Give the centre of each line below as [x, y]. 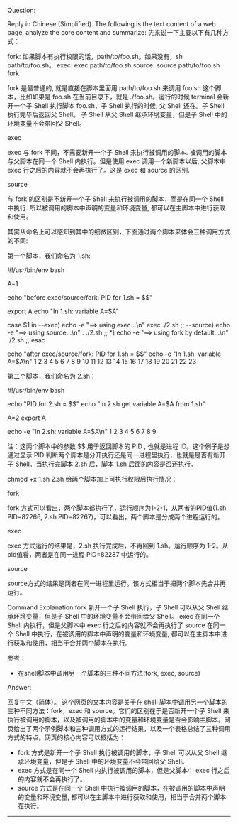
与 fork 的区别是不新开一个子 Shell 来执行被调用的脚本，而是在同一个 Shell [116, 199]
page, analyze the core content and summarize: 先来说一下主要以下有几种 [115, 32]
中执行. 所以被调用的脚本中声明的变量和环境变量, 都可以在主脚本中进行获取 [116, 208]
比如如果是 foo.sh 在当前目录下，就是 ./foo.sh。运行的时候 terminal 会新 [124, 97]
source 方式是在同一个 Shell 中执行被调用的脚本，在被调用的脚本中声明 [121, 788]
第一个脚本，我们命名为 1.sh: [49, 256]
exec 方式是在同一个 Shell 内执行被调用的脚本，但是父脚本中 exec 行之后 [124, 770]
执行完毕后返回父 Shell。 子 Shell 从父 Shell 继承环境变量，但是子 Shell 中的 [118, 114]
